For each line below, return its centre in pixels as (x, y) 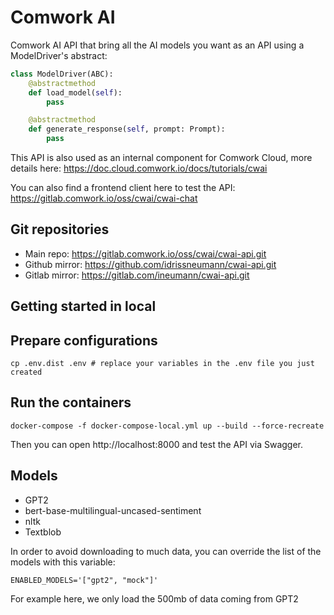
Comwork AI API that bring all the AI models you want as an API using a (157, 45)
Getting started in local (83, 306)
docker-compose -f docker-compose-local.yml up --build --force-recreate (167, 426)
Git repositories (60, 229)
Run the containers (71, 402)
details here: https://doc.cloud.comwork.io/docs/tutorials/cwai (139, 168)
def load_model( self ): (75, 92)
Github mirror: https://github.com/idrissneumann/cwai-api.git (150, 264)
